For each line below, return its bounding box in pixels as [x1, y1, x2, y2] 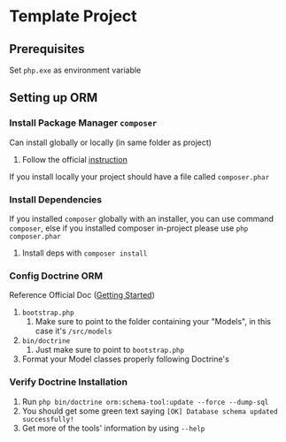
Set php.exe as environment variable [9, 65, 142, 75]
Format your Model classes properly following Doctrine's [21, 354, 230, 364]
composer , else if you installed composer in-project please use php [9, 223, 249, 233]
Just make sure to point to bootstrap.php [35, 345, 184, 355]
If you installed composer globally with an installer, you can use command [9, 213, 274, 224]
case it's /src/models [35, 325, 112, 337]
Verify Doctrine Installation [9, 376, 128, 388]
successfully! [21, 415, 74, 423]
